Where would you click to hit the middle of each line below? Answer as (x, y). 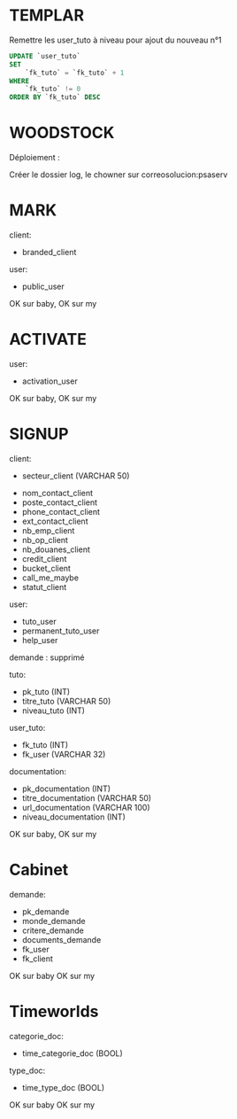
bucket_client (46, 568)
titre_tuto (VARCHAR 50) (66, 701)
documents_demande (61, 939)
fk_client (37, 959)
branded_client (49, 253)
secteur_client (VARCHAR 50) (76, 476)
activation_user (50, 381)
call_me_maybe (50, 578)
